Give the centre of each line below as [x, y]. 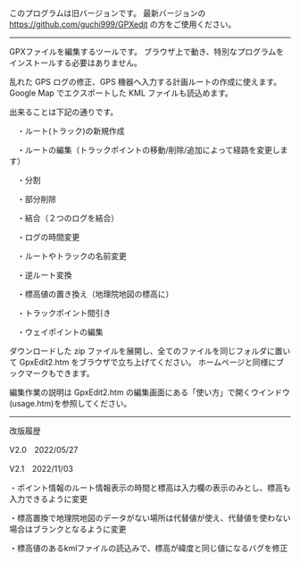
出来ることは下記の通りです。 [64, 112]
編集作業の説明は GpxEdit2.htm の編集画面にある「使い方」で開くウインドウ [150, 392]
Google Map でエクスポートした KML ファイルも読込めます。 [121, 93]
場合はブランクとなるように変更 [68, 529]
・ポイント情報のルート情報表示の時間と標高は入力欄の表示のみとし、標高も [150, 488]
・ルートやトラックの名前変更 [71, 256]
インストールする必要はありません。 [76, 63]
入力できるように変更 [48, 499]
